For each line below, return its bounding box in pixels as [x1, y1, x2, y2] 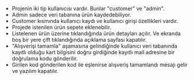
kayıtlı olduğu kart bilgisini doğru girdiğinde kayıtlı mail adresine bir [11, 49, 175, 55]
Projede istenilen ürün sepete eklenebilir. [11, 24, 112, 31]
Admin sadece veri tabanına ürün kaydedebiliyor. [11, 11, 132, 18]
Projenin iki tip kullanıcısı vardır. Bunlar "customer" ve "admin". [11, 5, 165, 12]
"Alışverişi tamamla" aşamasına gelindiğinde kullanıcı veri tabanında [11, 42, 178, 49]
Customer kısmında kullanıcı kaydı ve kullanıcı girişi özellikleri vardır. [11, 18, 179, 24]
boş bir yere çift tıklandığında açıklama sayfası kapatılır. [11, 36, 147, 43]
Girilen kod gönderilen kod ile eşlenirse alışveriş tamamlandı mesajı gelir [11, 61, 188, 68]
